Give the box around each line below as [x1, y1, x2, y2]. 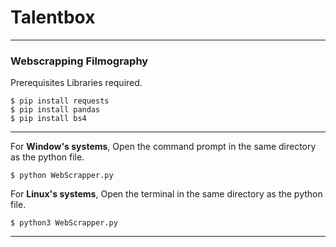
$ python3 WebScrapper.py [10, 218, 118, 228]
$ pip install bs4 [10, 114, 87, 124]
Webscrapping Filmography [10, 54, 149, 68]
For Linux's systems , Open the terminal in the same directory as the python [10, 188, 323, 200]
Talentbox [10, 6, 96, 29]
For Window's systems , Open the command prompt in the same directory [10, 141, 317, 153]
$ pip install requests [10, 96, 110, 106]
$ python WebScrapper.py [10, 171, 114, 181]
